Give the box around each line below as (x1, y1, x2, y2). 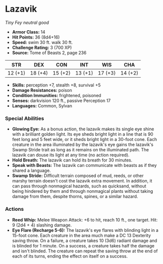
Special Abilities (5, 115, 44, 122)
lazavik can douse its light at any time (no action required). (12, 152, 130, 158)
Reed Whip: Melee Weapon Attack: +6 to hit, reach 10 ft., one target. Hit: (12, 217, 158, 223)
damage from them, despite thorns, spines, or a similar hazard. (12, 194, 138, 200)
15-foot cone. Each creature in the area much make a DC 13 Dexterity (12, 232, 151, 238)
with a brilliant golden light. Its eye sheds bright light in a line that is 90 (12, 131, 153, 137)
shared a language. (12, 167, 51, 174)
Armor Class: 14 (12, 29, 45, 35)
